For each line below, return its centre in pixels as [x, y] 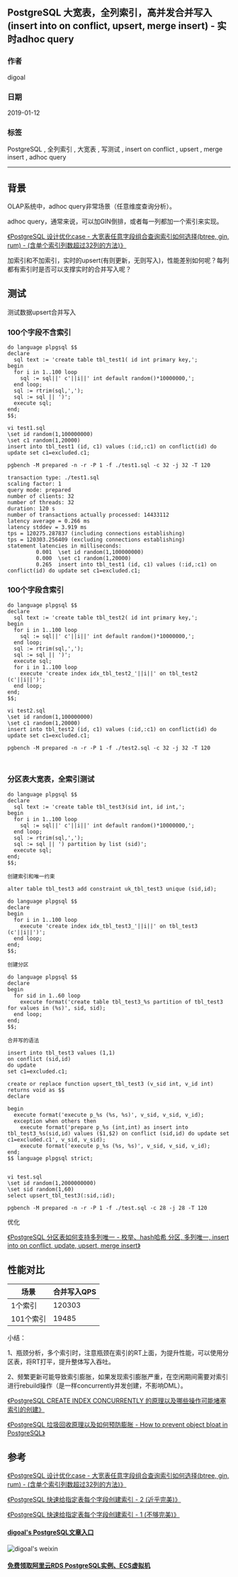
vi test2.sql [27, 711]
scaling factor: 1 [34, 484]
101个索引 [29, 1319]
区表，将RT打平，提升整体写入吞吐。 [61, 1361]
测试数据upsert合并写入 [42, 312]
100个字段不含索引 [39, 332]
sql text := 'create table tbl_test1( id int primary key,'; [106, 360]
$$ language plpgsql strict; [50, 1158]
